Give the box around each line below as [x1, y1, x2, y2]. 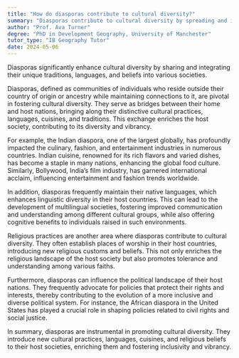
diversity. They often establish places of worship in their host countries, [7, 239, 217, 248]
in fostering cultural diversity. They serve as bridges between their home [7, 100, 221, 107]
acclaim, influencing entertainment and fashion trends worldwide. [7, 174, 200, 182]
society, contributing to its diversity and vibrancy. [7, 122, 152, 130]
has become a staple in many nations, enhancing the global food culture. [7, 159, 221, 167]
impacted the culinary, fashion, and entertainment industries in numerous [7, 144, 222, 152]
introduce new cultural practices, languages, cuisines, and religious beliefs [7, 335, 226, 343]
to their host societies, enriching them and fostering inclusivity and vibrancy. [7, 342, 232, 351]
